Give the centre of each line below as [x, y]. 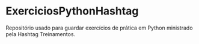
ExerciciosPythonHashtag [72, 11]
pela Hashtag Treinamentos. [41, 34]
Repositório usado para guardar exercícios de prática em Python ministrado [99, 28]
